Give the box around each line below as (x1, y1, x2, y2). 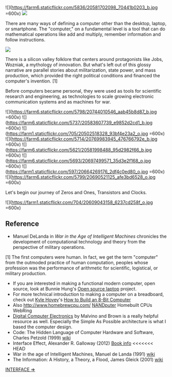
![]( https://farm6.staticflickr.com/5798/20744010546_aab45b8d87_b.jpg (5, 109, 157, 115)
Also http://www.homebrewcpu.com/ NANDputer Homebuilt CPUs (12, 302, 153, 308)
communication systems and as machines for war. (5, 99, 111, 104)
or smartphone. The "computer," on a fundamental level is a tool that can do (5, 26, 165, 32)
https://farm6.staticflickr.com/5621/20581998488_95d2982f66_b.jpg (7, 147, 152, 153)
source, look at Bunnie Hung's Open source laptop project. (12, 285, 137, 291)
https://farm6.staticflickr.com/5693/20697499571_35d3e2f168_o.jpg (7, 158, 151, 163)
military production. (5, 270, 47, 276)
